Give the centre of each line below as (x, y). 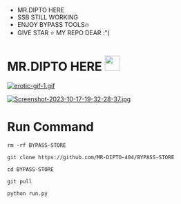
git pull (20, 181)
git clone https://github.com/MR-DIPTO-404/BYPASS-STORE (91, 157)
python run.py (28, 193)
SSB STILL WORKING (48, 17)
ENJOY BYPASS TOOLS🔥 (53, 24)
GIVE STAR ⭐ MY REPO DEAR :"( (64, 33)
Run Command (51, 127)
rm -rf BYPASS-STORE (37, 145)
